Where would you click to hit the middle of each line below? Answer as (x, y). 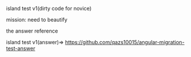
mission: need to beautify (37, 19)
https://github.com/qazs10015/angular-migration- (125, 42)
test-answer (21, 48)
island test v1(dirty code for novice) (49, 8)
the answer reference (32, 31)
